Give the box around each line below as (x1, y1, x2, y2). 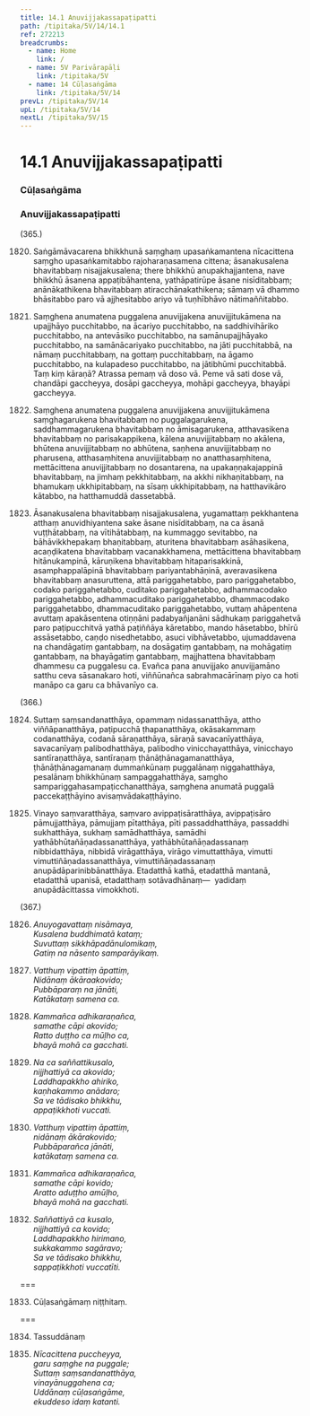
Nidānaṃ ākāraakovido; (32, 975, 124, 985)
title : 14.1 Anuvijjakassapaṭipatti (20, 13, 157, 22)
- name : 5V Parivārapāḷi (28, 64, 121, 73)
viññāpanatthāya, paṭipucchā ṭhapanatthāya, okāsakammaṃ (32, 723, 255, 734)
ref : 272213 (20, 30, 65, 39)
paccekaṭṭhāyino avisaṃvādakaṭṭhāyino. (32, 791, 182, 801)
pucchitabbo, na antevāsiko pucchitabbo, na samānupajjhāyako (32, 329, 269, 341)
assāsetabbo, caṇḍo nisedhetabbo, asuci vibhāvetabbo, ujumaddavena (32, 632, 297, 642)
